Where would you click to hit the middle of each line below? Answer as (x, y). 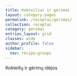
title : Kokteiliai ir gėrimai (38, 10)
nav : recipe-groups (31, 53)
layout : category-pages (31, 15)
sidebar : (15, 48)
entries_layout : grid (28, 34)
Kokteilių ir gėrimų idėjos (31, 68)
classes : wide (21, 39)
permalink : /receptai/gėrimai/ (39, 20)
